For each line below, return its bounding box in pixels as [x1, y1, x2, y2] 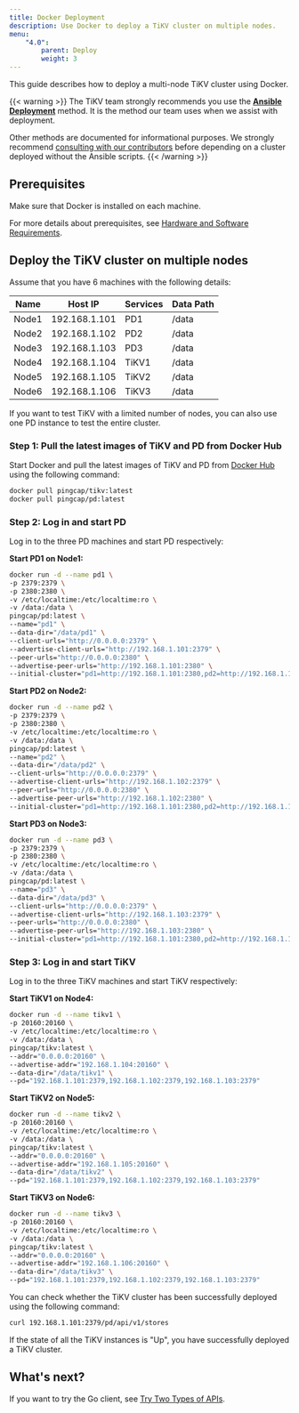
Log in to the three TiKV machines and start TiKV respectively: [9, 976, 238, 987]
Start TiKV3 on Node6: [9, 1192, 95, 1203]
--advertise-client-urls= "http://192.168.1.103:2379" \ [9, 909, 221, 919]
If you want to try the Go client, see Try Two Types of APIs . [9, 1393, 225, 1404]
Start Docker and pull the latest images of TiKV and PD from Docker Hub [9, 459, 276, 470]
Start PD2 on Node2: [9, 686, 87, 697]
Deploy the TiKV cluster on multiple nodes [9, 253, 249, 268]
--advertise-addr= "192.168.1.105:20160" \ [9, 1159, 169, 1168]
